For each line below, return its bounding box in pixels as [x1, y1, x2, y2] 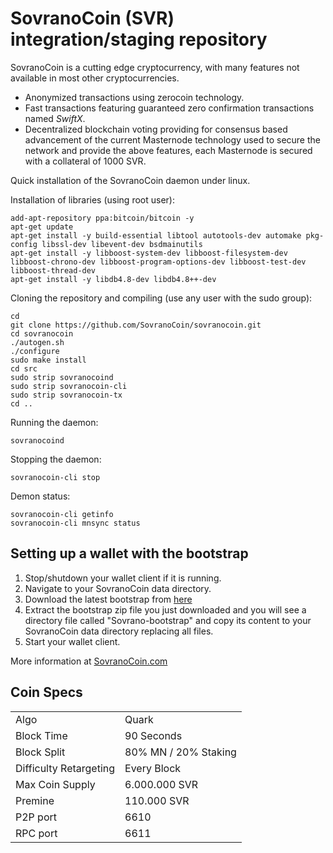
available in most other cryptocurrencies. [10, 72, 180, 84]
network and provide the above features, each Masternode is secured [24, 144, 313, 156]
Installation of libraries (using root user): [10, 193, 175, 206]
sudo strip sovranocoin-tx [10, 390, 123, 400]
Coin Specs [10, 684, 83, 701]
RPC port [15, 826, 58, 840]
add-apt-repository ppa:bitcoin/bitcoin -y [10, 213, 195, 223]
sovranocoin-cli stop [10, 472, 101, 482]
